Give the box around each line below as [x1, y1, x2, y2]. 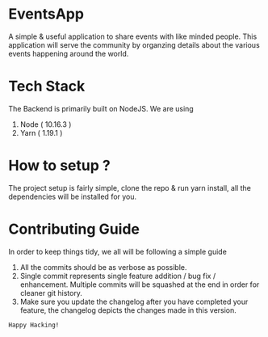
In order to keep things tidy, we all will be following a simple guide [8, 246, 228, 256]
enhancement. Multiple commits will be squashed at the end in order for [19, 280, 260, 289]
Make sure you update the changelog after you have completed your [19, 297, 249, 306]
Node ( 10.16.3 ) [19, 119, 72, 129]
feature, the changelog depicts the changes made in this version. [19, 305, 237, 315]
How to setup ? [8, 157, 111, 175]
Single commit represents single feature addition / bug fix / [19, 271, 216, 280]
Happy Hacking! [8, 321, 60, 329]
